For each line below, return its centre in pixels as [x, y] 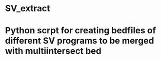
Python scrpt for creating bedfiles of [80, 31]
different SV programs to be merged [80, 41]
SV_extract [28, 8]
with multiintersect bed [53, 51]
